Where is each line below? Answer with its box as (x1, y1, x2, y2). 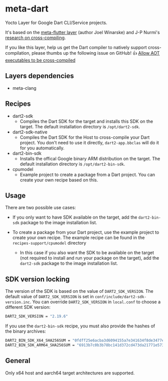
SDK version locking (5, 275, 70, 283)
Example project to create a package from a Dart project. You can (19, 171, 155, 177)
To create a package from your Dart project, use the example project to (12, 229, 159, 236)
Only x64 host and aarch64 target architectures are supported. (5, 369, 135, 376)
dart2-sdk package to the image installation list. (19, 260, 118, 266)
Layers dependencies (5, 72, 74, 80)
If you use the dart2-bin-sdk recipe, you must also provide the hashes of (5, 323, 155, 329)
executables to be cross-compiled (5, 57, 76, 63)
